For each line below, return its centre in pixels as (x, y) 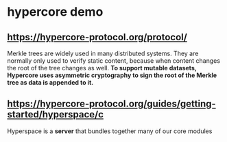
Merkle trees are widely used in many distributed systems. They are (103, 53)
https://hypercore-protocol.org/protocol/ (97, 37)
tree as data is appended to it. (50, 82)
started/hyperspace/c (56, 114)
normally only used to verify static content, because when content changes (114, 61)
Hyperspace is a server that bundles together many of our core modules (110, 131)
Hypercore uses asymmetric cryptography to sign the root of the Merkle (112, 75)
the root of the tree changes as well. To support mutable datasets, (102, 68)
